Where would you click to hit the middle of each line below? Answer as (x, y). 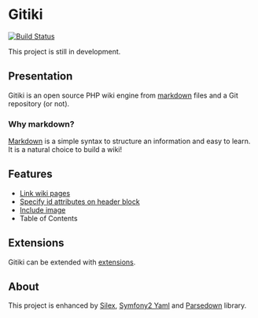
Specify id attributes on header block (79, 202)
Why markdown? (41, 124)
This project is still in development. (64, 51)
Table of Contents (48, 218)
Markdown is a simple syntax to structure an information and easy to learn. (129, 141)
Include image (42, 209)
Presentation (41, 76)
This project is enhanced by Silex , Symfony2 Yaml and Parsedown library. (127, 305)
